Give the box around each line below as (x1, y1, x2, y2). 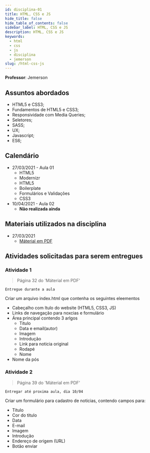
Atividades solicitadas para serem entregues (5, 252, 143, 260)
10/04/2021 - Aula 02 (12, 201, 55, 206)
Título (12, 407, 24, 413)
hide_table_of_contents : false (5, 20, 68, 26)
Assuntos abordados (5, 88, 69, 97)
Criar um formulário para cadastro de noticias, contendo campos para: (5, 398, 146, 403)
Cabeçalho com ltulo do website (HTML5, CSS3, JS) (12, 305, 117, 311)
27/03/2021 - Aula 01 (12, 165, 54, 170)
